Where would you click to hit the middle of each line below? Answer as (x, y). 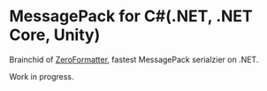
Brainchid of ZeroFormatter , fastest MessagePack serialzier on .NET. (134, 59)
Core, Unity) (55, 35)
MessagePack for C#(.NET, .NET (131, 16)
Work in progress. (42, 76)
